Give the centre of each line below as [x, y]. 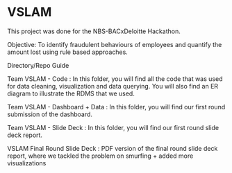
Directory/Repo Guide [38, 65]
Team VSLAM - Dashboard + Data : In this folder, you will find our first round [116, 107]
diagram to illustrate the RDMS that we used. [71, 93]
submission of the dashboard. [50, 114]
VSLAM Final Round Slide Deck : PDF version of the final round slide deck [113, 148]
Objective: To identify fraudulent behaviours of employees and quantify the [115, 44]
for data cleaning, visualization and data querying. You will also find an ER [113, 86]
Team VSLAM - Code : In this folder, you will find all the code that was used [115, 79]
